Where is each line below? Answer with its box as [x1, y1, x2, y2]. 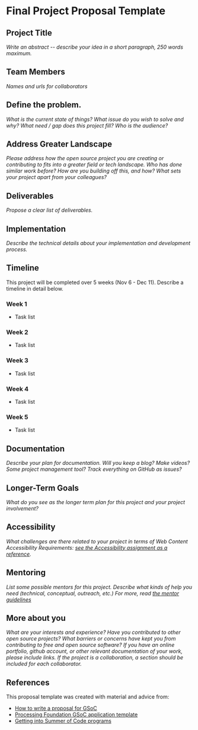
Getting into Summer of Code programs [14, 718, 111, 725]
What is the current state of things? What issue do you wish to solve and [6, 116, 184, 123]
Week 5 [6, 413, 28, 421]
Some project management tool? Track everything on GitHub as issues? [6, 466, 182, 473]
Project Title [6, 28, 52, 38]
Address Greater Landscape [6, 139, 113, 149]
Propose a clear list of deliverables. [6, 206, 93, 214]
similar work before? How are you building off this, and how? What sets [6, 167, 181, 174]
